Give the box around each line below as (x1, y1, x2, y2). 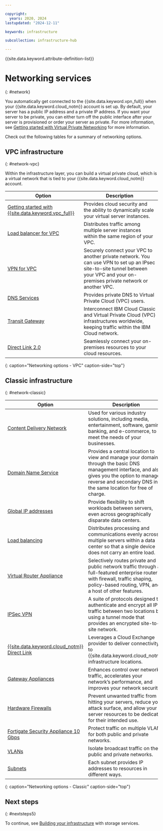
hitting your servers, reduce (88, 698, 151, 705)
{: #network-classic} (5, 389, 46, 395)
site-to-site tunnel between (83, 265, 148, 272)
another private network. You (83, 253, 150, 260)
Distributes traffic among (83, 221, 141, 227)
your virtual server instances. (83, 213, 150, 220)
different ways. (88, 771, 122, 778)
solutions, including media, (88, 415, 149, 422)
